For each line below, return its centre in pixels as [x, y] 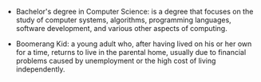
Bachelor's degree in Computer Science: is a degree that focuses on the [134, 12]
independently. [40, 69]
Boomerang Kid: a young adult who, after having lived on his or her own [134, 44]
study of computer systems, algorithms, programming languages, [123, 20]
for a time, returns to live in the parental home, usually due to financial [131, 52]
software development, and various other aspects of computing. [121, 28]
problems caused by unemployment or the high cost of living [116, 61]
